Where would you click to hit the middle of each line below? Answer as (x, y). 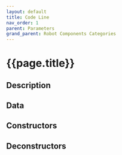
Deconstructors (36, 146)
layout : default (26, 12)
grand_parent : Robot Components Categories (61, 34)
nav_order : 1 (22, 23)
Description (28, 85)
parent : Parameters (30, 28)
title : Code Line (28, 17)
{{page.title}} (40, 63)
